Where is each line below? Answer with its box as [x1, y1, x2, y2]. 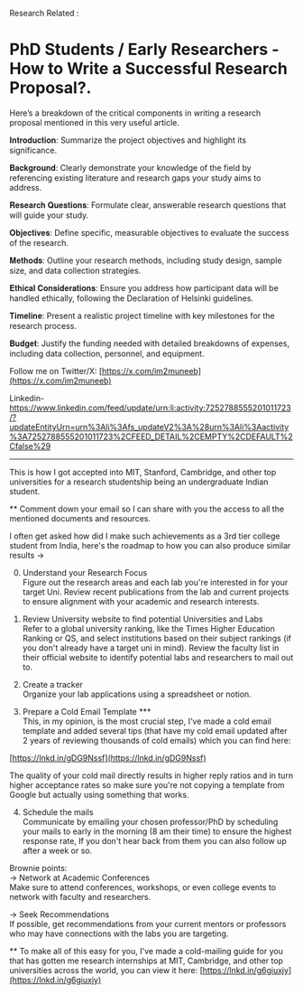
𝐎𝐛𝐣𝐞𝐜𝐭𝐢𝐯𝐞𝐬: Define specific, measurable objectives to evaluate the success [9, 227, 289, 238]
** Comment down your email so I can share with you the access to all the [9, 503, 285, 514]
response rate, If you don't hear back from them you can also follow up [22, 835, 287, 846]
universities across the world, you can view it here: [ [9, 964, 203, 975]
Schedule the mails [22, 806, 94, 817]
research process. [9, 320, 77, 331]
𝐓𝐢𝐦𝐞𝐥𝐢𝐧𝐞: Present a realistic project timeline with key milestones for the [9, 310, 275, 321]
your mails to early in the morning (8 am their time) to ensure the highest [22, 826, 292, 837]
